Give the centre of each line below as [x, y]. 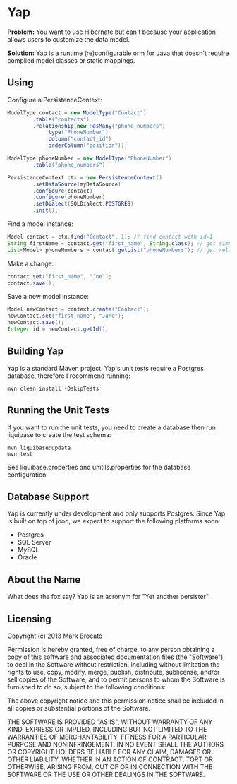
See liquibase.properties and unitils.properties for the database [99, 467]
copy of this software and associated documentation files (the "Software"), [116, 657]
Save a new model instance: [48, 297]
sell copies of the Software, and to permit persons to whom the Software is [116, 679]
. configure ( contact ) [63, 191]
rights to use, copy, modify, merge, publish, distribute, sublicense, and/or [114, 672]
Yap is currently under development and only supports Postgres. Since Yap [116, 513]
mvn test [20, 454]
